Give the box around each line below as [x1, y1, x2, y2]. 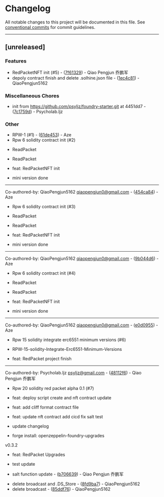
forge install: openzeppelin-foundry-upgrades [12, 433, 105, 439]
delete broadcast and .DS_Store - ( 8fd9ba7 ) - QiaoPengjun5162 [12, 481, 140, 487]
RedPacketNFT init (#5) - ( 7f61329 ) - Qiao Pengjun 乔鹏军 [12, 69, 128, 75]
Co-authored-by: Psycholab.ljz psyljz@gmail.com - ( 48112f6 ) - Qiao [5, 370, 142, 376]
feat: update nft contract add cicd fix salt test [12, 414, 103, 420]
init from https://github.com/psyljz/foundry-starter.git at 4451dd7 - [12, 103, 146, 109]
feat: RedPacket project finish [12, 356, 72, 362]
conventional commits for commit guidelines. [5, 24, 96, 30]
